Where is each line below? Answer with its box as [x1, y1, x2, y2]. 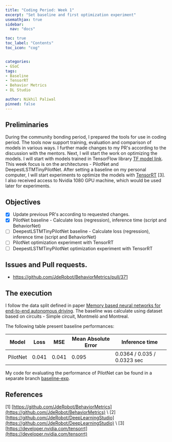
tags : [5, 69, 17, 74]
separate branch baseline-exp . [5, 375, 70, 382]
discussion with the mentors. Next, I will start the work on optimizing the [5, 150, 158, 157]
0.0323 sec [115, 357, 143, 364]
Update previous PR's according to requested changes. [12, 211, 130, 217]
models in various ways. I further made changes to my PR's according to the [5, 145, 166, 151]
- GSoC [5, 63, 19, 69]
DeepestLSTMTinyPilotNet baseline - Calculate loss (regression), [12, 228, 150, 234]
